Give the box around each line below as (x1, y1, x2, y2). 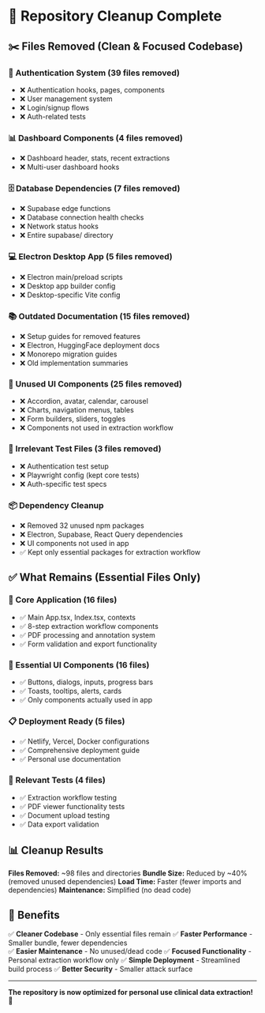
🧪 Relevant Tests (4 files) (8, 774, 106, 785)
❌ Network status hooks (19, 221, 99, 232)
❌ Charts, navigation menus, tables (19, 405, 134, 415)
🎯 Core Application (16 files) (8, 594, 118, 605)
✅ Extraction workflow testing (19, 793, 117, 802)
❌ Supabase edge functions (19, 204, 111, 213)
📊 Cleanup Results (8, 843, 104, 857)
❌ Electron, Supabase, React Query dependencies (19, 529, 184, 539)
